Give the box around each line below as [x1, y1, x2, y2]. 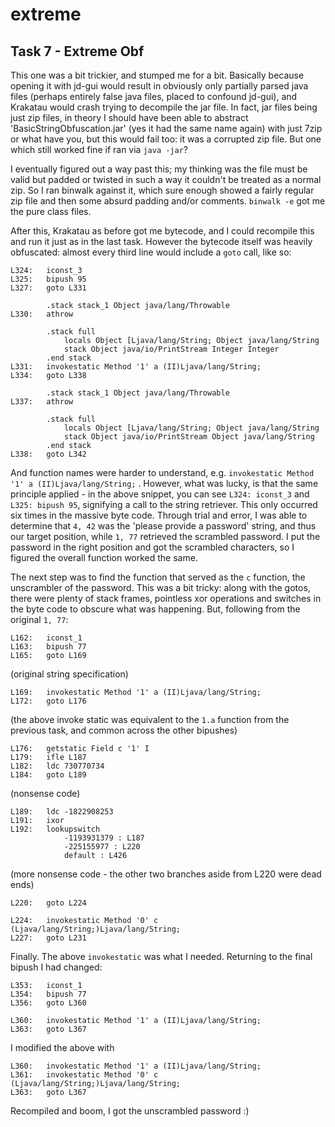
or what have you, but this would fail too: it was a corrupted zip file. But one [10, 133, 322, 145]
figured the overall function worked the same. [10, 552, 198, 563]
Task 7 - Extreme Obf [10, 43, 145, 60]
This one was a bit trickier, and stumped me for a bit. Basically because [10, 69, 305, 81]
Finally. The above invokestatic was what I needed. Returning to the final [10, 951, 313, 962]
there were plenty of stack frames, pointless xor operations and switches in [10, 593, 322, 604]
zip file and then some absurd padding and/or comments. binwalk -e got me [10, 195, 326, 207]
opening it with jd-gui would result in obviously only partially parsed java [10, 80, 309, 92]
